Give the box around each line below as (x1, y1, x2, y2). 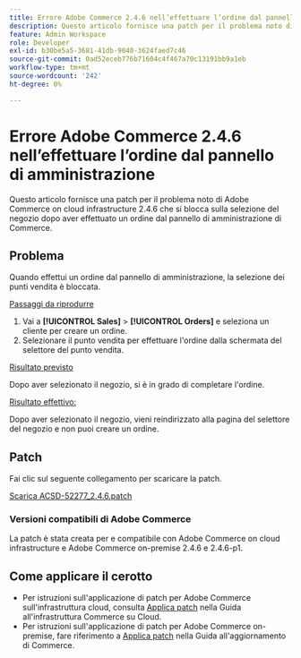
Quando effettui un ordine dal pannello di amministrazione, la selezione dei (9, 272, 285, 283)
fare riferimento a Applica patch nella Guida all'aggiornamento (56, 630, 287, 641)
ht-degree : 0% (9, 80, 63, 89)
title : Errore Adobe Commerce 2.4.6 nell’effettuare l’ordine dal (9, 13, 262, 22)
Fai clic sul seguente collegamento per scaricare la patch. (9, 474, 222, 484)
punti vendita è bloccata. (9, 281, 101, 292)
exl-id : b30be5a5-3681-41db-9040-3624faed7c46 (9, 47, 186, 56)
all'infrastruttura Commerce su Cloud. (21, 611, 162, 622)
